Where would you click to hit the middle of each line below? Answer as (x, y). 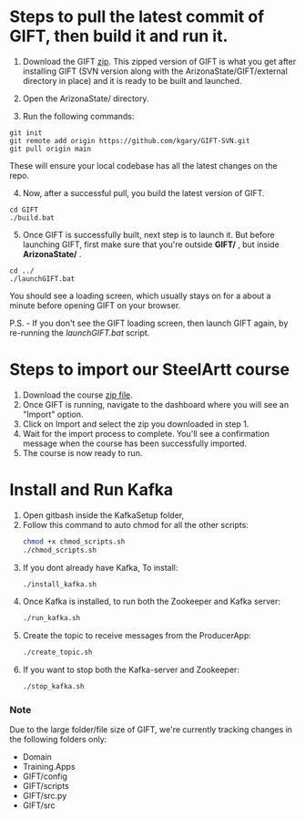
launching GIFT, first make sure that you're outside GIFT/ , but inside (151, 244)
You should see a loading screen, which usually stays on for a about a (140, 295)
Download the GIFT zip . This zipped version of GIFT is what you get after (159, 61)
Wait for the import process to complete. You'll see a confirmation (146, 433)
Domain (37, 757)
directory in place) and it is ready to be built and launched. (132, 80)
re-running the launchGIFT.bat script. (80, 332)
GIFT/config (45, 776)
